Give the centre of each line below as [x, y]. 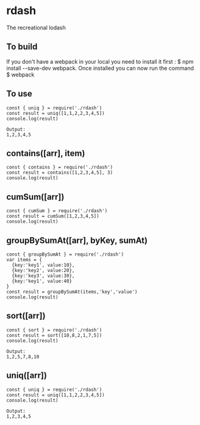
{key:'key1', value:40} [42, 281]
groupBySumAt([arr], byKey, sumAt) [77, 240]
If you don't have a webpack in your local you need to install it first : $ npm [100, 61]
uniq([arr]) [27, 376]
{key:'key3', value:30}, [43, 276]
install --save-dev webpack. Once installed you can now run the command [100, 68]
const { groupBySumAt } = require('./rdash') [65, 254]
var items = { [24, 260]
